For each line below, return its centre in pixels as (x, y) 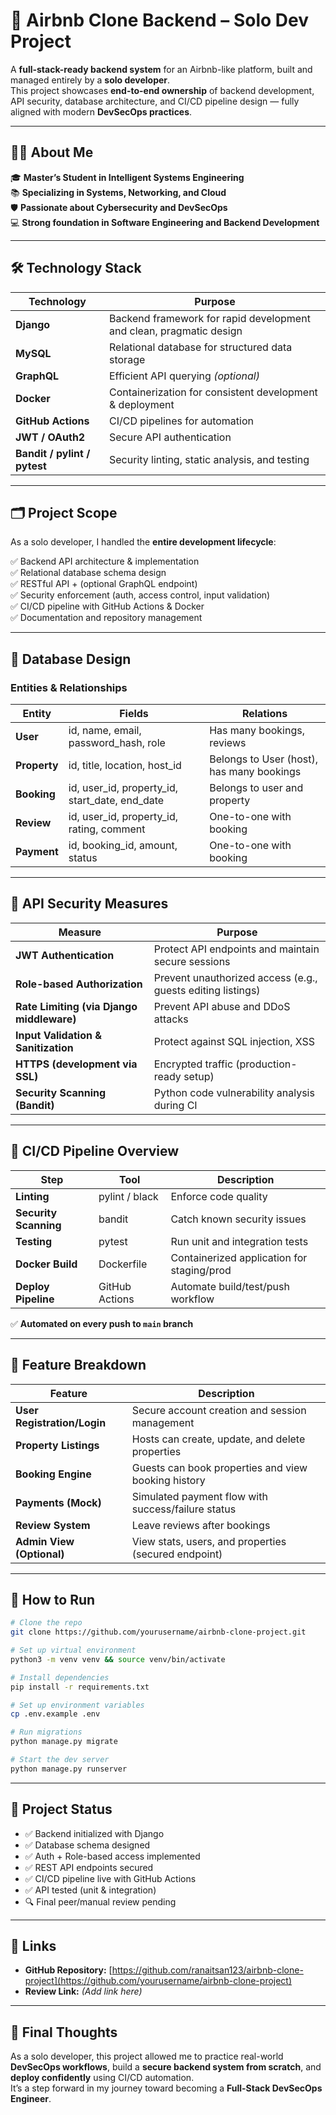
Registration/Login (61, 1422)
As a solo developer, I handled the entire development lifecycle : (143, 542)
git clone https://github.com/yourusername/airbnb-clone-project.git (158, 1632)
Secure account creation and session (219, 1410)
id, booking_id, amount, (123, 846)
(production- (266, 1064)
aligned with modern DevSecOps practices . (101, 111)
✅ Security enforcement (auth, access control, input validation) (140, 595)
